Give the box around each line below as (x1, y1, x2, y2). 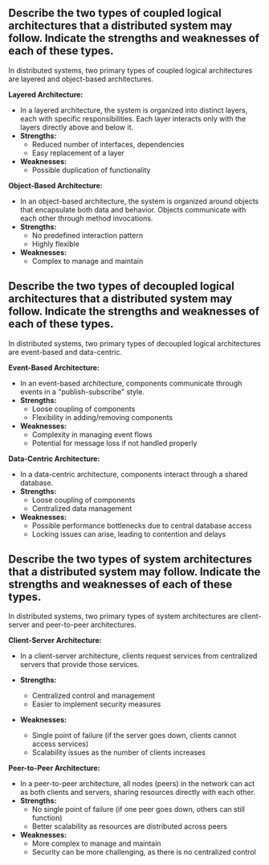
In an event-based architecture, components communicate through (19, 378, 243, 388)
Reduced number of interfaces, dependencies (31, 139, 185, 149)
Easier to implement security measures (31, 699, 161, 709)
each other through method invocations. (19, 213, 153, 223)
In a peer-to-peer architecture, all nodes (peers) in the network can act (19, 779, 255, 789)
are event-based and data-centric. (8, 347, 123, 356)
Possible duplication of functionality (31, 165, 151, 175)
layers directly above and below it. (19, 122, 134, 132)
